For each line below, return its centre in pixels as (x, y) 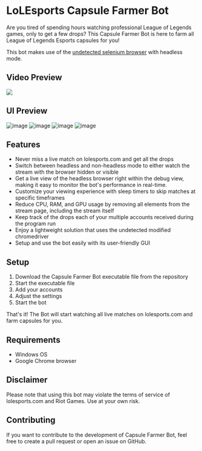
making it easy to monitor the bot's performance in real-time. (91, 185)
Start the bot (31, 303)
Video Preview (34, 77)
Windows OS (31, 354)
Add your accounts (39, 290)
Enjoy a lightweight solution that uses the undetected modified (93, 230)
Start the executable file (45, 283)
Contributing (31, 420)
